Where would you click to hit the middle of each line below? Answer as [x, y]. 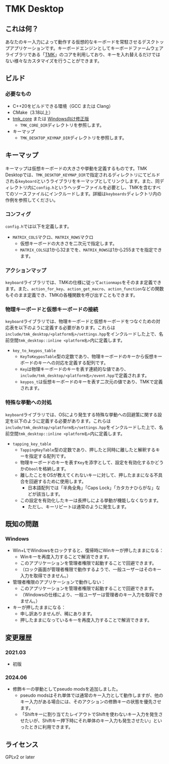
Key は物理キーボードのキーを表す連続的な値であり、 [74, 369]
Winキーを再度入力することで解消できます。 [66, 557]
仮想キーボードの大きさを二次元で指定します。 [69, 243]
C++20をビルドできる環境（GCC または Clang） [63, 106]
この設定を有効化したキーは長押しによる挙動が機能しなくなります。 [91, 500]
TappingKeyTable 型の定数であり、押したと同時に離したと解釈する [88, 450]
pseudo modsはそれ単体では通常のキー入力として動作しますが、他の [92, 695]
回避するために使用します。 [58, 481]
